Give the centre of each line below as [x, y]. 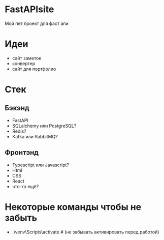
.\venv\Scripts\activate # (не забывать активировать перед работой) [86, 232]
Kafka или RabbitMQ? [35, 136]
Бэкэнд [17, 108]
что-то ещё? [25, 186]
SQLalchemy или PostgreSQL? [44, 126]
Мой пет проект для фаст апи [37, 23]
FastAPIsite [29, 9]
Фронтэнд [22, 153]
